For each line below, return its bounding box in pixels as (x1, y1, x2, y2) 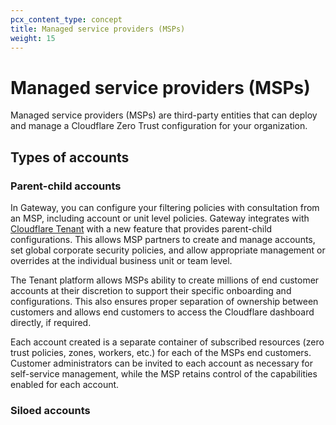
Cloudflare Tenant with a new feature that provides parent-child (10, 223, 273, 235)
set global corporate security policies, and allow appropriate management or (10, 244, 326, 256)
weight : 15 (10, 33, 56, 43)
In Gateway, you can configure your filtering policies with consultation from (10, 202, 320, 213)
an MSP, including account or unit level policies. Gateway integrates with (10, 212, 310, 224)
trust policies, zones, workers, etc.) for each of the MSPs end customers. (10, 347, 312, 358)
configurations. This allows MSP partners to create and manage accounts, (10, 234, 316, 245)
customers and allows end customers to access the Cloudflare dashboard (10, 306, 315, 318)
